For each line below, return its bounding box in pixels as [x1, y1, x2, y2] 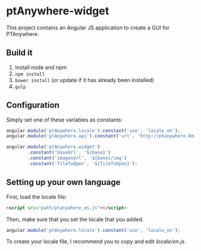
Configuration [6, 100, 60, 110]
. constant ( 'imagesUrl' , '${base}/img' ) [28, 155, 127, 161]
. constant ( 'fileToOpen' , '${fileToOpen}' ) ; [28, 161, 138, 167]
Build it [6, 48, 33, 58]
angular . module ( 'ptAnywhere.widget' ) [6, 144, 100, 150]
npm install [14, 71, 45, 77]
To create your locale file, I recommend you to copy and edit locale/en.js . [6, 238, 187, 245]
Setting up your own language [6, 177, 121, 188]
